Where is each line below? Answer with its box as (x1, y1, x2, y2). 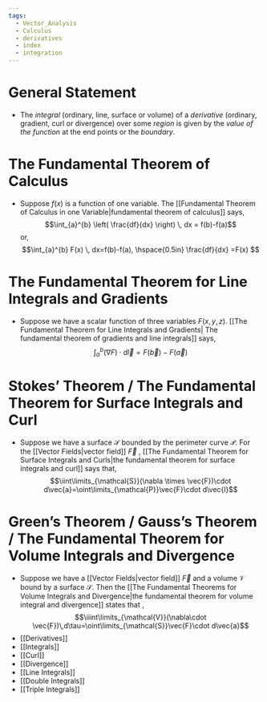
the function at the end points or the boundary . (19, 127, 176, 136)
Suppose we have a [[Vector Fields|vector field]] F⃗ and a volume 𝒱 (19, 574, 246, 583)
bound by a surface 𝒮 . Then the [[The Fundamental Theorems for (19, 583, 237, 592)
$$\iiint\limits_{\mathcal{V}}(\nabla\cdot (75, 612, 207, 622)
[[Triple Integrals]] (19, 684, 80, 694)
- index (15, 42, 42, 50)
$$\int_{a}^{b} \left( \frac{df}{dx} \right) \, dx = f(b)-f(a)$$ (44, 220, 237, 229)
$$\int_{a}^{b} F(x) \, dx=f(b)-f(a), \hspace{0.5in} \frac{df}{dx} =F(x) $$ (22, 244, 260, 254)
